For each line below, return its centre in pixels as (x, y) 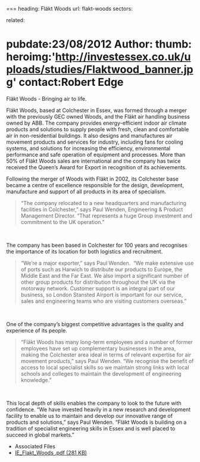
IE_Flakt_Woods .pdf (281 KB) (51, 452)
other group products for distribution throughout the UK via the (98, 282)
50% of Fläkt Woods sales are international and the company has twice (93, 161)
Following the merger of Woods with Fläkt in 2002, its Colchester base (92, 179)
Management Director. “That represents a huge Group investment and (106, 216)
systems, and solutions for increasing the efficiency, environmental (88, 148)
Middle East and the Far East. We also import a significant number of (105, 275)
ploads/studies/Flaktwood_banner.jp (100, 69)
